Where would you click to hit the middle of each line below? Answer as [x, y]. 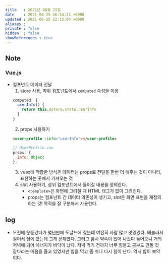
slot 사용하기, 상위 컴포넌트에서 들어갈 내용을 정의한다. [74, 185]
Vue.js [13, 73]
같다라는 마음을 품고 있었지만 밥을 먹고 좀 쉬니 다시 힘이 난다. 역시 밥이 [82, 251]
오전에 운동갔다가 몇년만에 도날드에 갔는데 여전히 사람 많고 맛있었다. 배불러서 [88, 233]
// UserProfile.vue [33, 148]
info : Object [31, 157]
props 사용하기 [35, 129]
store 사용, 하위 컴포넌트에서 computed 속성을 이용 [69, 91]
